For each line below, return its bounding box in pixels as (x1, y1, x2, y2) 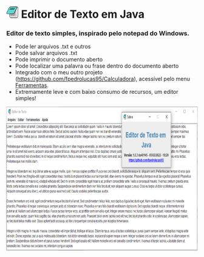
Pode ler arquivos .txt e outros (15, 43, 91, 51)
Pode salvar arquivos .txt (15, 49, 78, 57)
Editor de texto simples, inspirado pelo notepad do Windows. (6, 29, 190, 38)
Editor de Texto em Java (21, 7, 144, 21)
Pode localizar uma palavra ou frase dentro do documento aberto (15, 62, 179, 69)
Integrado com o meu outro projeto (15, 69, 103, 76)
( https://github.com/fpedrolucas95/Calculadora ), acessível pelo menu (15, 76, 190, 83)
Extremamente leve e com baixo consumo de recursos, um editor (15, 88, 178, 96)
